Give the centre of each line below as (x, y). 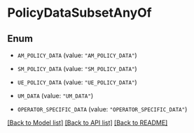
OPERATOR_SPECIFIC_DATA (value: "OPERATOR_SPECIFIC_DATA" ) (102, 109)
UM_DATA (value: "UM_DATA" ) (55, 96)
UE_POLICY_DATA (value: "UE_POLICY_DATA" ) (77, 82)
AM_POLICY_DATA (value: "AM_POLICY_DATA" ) (77, 55)
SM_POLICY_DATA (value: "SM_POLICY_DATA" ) (77, 69)
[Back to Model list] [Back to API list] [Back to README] (88, 123)
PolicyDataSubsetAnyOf (79, 13)
